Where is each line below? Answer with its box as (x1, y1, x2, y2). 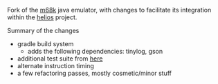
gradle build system (17, 40, 74, 48)
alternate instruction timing (17, 62, 95, 70)
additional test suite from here (17, 54, 103, 63)
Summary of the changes (7, 27, 80, 34)
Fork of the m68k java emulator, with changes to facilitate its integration (7, 6, 212, 14)
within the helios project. (7, 13, 78, 21)
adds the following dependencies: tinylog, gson (27, 48, 163, 55)
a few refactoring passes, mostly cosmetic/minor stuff (17, 69, 172, 77)
